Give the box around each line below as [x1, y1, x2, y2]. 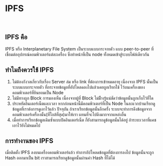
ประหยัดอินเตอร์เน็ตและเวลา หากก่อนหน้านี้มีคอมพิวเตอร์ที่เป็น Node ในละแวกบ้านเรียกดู [12, 100, 155, 106]
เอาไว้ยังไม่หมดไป [12, 122, 41, 128]
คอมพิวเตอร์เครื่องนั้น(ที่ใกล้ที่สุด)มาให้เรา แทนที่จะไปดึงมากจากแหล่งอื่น [12, 111, 127, 117]
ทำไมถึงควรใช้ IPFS [5, 66, 54, 74]
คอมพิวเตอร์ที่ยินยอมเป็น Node [12, 89, 64, 95]
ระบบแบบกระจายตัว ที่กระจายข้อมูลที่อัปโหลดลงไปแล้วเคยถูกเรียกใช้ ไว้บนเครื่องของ [12, 84, 145, 90]
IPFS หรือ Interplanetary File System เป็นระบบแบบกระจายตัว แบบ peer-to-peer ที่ [5, 46, 154, 51]
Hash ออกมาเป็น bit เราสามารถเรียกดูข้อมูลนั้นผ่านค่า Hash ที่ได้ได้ [5, 155, 116, 161]
